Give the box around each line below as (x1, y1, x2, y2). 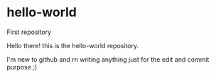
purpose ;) (6, 62, 38, 71)
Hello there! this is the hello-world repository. (6, 41, 139, 50)
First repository (6, 28, 51, 36)
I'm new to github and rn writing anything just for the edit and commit (6, 55, 210, 64)
